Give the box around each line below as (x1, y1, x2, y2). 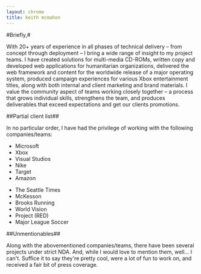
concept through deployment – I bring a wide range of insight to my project (6, 49, 193, 56)
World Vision (14, 205, 47, 212)
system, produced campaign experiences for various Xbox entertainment (6, 75, 188, 82)
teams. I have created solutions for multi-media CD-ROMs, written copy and (6, 56, 195, 63)
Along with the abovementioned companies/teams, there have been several (6, 241, 194, 249)
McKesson (14, 192, 42, 200)
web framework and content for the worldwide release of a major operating (6, 68, 194, 76)
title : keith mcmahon (6, 15, 61, 21)
